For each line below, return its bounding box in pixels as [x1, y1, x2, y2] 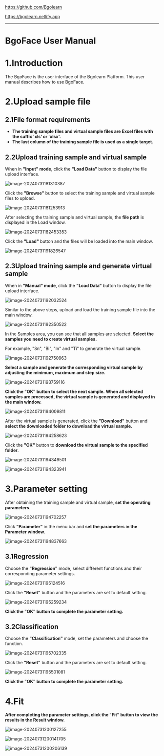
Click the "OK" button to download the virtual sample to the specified [5, 442, 148, 448]
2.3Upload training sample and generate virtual [5, 262, 152, 270]
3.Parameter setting [5, 483, 88, 494]
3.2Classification [5, 623, 59, 631]
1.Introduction [5, 58, 63, 69]
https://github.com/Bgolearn [5, 4, 62, 10]
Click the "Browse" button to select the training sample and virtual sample [5, 190, 155, 196]
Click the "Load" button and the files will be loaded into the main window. [5, 238, 153, 244]
